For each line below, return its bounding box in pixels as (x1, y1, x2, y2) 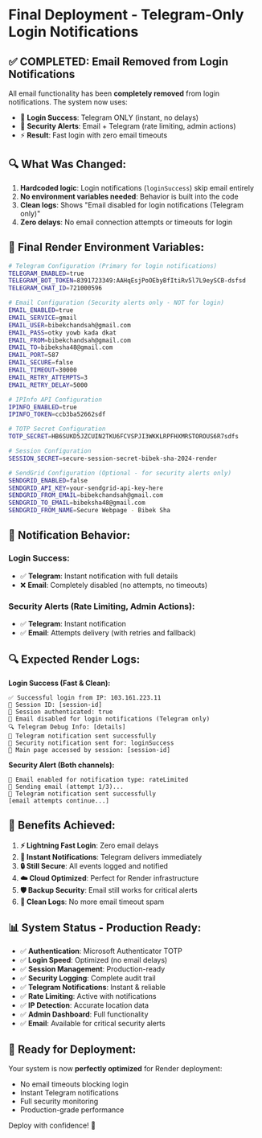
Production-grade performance (19, 1105, 125, 1115)
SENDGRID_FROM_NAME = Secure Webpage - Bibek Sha (8, 507, 171, 515)
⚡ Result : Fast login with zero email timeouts (19, 130, 168, 140)
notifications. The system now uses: (8, 97, 129, 106)
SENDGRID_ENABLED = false (8, 476, 88, 484)
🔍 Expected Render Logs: (8, 653, 141, 667)
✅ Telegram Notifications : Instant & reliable (19, 983, 166, 992)
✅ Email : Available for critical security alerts (19, 1019, 166, 1029)
